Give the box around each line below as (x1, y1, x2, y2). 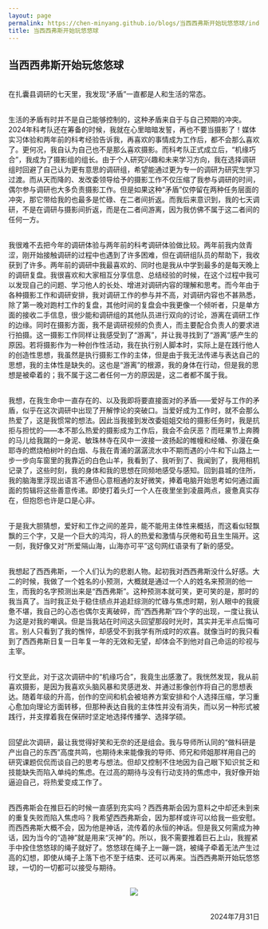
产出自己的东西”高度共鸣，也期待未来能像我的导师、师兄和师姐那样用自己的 (8, 748, 257, 757)
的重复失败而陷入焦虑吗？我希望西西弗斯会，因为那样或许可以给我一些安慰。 (8, 813, 260, 823)
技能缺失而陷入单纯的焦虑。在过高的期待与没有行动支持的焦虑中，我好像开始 (8, 768, 260, 777)
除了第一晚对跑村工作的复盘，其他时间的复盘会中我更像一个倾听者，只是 (8, 301, 246, 310)
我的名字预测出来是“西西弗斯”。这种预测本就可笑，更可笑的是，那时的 (29, 587, 259, 596)
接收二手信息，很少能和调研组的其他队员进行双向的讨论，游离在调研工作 (22, 310, 260, 320)
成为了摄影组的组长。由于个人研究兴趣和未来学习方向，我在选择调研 (32, 155, 257, 165)
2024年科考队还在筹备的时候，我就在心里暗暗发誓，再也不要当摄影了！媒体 (8, 125, 257, 134)
